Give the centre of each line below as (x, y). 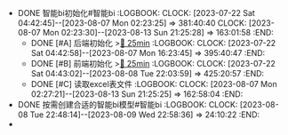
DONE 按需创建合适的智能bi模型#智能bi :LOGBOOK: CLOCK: (128, 104)
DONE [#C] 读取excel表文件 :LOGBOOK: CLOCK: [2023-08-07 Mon (154, 84)
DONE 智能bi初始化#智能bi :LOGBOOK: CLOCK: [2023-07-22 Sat (136, 13)
